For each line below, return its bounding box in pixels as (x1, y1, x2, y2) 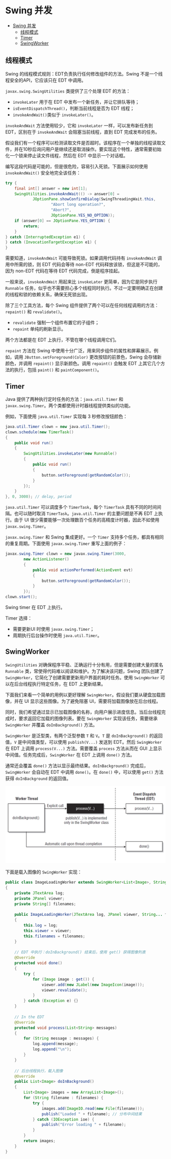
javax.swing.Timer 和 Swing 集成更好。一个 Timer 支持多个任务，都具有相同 (5, 534, 164, 540)
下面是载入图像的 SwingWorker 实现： (5, 869, 82, 875)
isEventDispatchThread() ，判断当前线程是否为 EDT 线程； (12, 105, 135, 111)
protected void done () (14, 961, 63, 966)
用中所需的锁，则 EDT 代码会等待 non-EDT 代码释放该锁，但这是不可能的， (5, 262, 163, 268)
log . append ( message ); (32, 1042, 79, 1047)
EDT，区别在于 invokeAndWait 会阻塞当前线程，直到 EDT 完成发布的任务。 (5, 129, 160, 135)
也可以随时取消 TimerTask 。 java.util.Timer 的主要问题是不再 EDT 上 (14, 510, 159, 516)
